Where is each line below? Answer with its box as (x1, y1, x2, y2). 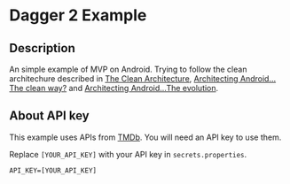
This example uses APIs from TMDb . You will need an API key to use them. (9, 132, 282, 142)
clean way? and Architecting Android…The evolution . (25, 83, 219, 93)
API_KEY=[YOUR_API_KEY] (9, 165, 98, 175)
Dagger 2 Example (9, 5, 147, 26)
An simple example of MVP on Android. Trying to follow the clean (9, 64, 247, 74)
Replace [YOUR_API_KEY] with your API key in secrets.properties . (9, 149, 247, 159)
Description (9, 41, 75, 56)
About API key (9, 108, 90, 124)
